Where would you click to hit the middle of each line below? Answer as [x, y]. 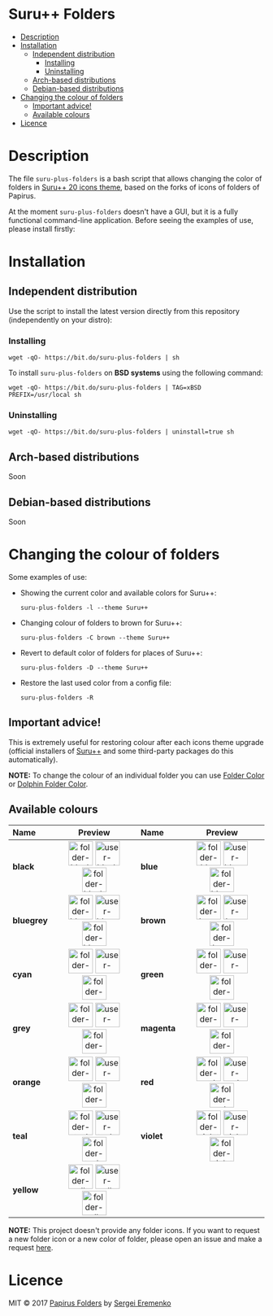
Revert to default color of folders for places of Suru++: [111, 653]
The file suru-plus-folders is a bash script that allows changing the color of [135, 178]
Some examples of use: [48, 577]
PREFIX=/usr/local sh [45, 395]
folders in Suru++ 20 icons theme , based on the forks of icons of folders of [134, 187]
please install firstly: [42, 229]
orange [26, 1082]
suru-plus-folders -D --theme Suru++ [84, 668]
